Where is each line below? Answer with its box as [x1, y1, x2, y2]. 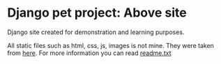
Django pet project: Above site [7, 5, 187, 21]
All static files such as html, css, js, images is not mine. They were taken [7, 41, 215, 49]
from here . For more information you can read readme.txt [7, 49, 172, 57]
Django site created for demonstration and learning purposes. [7, 28, 185, 36]
